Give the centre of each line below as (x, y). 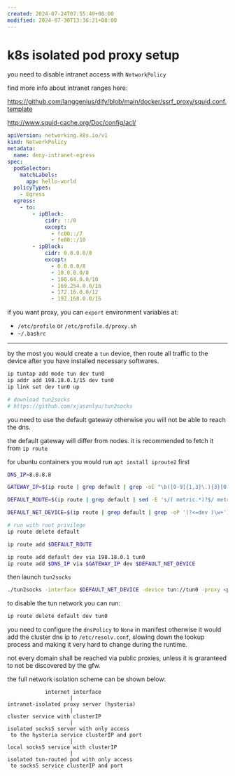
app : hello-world (51, 181)
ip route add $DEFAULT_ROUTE (50, 544)
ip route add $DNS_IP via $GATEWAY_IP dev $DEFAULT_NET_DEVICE (101, 564)
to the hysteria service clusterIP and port (76, 735)
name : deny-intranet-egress (55, 155)
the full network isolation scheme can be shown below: (87, 679)
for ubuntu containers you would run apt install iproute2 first (99, 461)
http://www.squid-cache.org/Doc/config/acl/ (72, 123)
